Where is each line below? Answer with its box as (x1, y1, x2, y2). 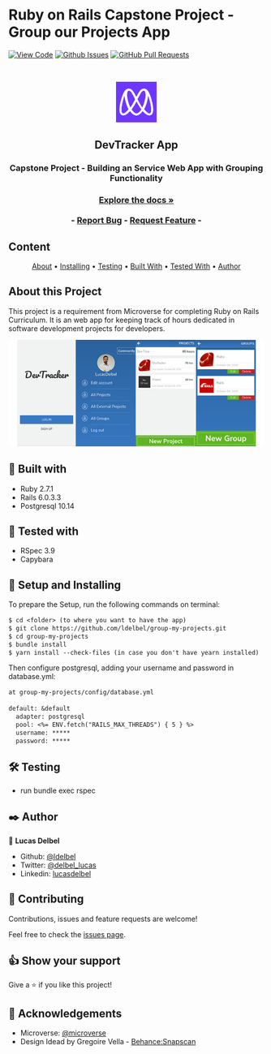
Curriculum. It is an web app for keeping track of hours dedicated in (8, 315, 235, 325)
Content (8, 239, 51, 253)
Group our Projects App (8, 23, 170, 41)
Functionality (109, 173, 164, 184)
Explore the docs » (98, 195, 174, 206)
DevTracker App (94, 138, 179, 152)
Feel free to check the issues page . (8, 929, 126, 939)
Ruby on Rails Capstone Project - (8, 6, 234, 24)
